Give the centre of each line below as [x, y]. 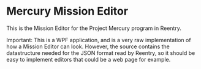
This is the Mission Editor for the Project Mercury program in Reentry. [94, 28]
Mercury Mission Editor [67, 11]
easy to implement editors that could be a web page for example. [89, 59]
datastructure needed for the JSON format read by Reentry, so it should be [101, 53]
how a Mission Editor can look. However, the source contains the [88, 46]
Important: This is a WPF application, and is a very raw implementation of [99, 40]
